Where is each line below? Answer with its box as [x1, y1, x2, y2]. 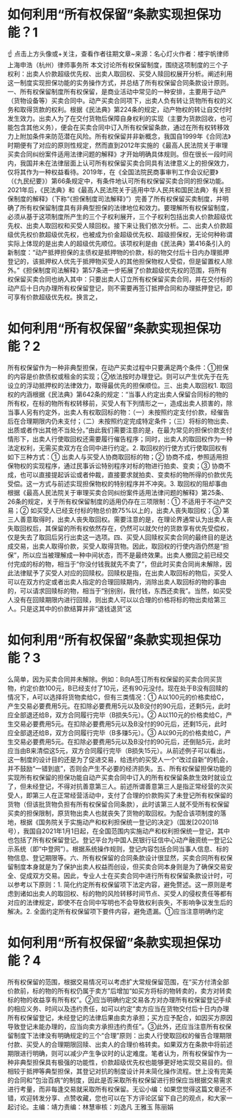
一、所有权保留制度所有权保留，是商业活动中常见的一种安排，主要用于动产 [7, 87, 226, 96]
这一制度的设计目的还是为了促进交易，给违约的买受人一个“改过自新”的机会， [7, 755, 232, 764]
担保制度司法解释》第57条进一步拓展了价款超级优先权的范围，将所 [26, 266, 221, 274]
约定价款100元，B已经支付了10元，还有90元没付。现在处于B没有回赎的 [19, 684, 229, 692]
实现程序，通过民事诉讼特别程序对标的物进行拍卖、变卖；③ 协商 [31, 461, 225, 470]
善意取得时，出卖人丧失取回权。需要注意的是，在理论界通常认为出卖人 [19, 515, 226, 524]
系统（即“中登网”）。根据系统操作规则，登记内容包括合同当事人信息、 [13, 844, 216, 853]
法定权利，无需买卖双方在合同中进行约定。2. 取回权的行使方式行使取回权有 [7, 444, 228, 452]
